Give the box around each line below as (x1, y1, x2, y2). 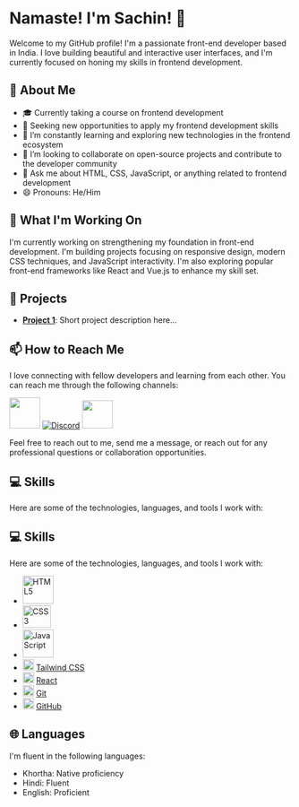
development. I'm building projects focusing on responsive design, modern (9, 246, 286, 256)
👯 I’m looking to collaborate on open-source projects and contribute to (21, 148, 282, 160)
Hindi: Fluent (21, 777, 70, 788)
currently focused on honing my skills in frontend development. (9, 56, 243, 67)
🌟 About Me (9, 82, 76, 98)
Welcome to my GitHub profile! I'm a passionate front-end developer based (9, 38, 286, 48)
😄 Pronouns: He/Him (21, 187, 101, 197)
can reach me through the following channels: (9, 380, 179, 391)
